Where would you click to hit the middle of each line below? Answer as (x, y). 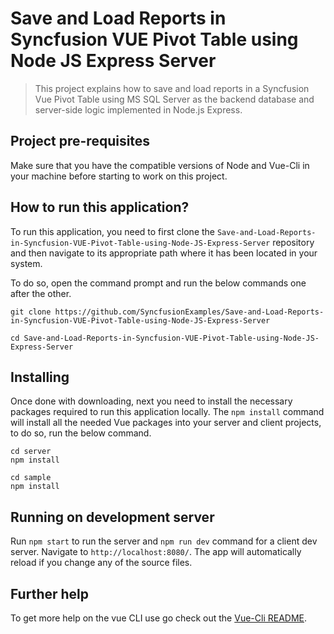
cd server (31, 452)
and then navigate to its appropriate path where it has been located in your (164, 253)
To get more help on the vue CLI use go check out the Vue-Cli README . (158, 618)
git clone (31, 312)
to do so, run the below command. (81, 433)
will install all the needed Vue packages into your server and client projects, (166, 423)
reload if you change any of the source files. (101, 563)
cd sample (31, 478)
